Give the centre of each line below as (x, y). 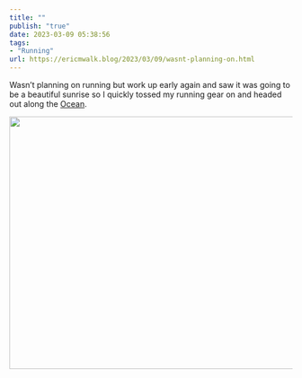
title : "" (28, 18)
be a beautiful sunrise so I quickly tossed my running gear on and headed (146, 94)
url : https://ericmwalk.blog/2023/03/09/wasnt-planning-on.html (132, 59)
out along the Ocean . (48, 104)
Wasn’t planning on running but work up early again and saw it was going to (150, 85)
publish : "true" (40, 26)
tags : (19, 43)
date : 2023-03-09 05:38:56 (60, 34)
